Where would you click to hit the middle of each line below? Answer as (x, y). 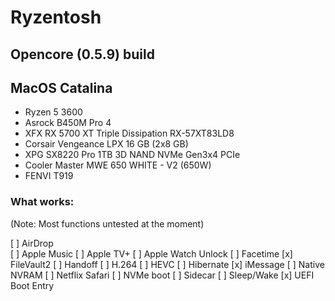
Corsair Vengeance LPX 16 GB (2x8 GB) (106, 144)
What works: (42, 202)
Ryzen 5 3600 (53, 112)
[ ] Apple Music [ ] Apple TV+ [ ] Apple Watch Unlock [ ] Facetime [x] (151, 253)
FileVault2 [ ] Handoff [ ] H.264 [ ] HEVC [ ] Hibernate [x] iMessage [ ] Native (167, 264)
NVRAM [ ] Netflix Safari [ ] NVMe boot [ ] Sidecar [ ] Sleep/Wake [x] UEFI (162, 275)
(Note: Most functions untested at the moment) (107, 223)
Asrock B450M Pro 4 (68, 123)
